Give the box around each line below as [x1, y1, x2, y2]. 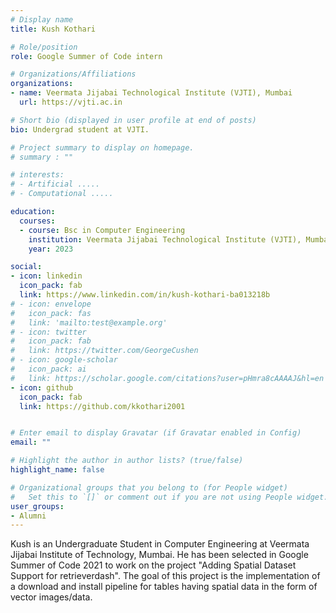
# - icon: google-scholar [10, 355, 118, 365]
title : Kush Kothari [10, 24, 97, 34]
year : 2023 [28, 244, 74, 254]
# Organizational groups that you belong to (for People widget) [10, 482, 288, 493]
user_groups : [10, 501, 65, 511]
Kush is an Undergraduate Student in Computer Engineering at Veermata [10, 538, 310, 550]
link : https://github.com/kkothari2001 [19, 401, 186, 411]
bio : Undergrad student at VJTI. [10, 124, 150, 135]
